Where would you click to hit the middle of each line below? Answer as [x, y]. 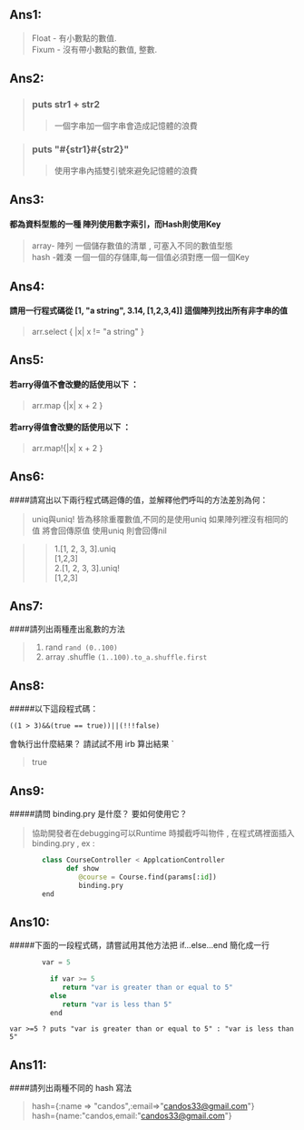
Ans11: [28, 1065]
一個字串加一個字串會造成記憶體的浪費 [126, 126]
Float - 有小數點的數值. [74, 38]
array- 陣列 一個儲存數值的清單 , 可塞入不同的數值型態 [132, 246]
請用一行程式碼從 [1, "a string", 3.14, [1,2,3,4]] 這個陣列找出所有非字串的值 [149, 311]
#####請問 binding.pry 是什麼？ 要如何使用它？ [98, 814]
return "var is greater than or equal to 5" [147, 987]
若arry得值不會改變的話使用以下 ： [74, 384]
